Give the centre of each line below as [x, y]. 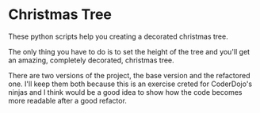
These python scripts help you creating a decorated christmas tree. [118, 36]
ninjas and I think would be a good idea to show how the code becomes [125, 92]
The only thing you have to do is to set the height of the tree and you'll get [129, 51]
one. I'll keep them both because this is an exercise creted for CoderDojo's [130, 84]
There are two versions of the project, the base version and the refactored [129, 75]
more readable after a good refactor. [67, 100]
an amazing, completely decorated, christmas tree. [91, 60]
